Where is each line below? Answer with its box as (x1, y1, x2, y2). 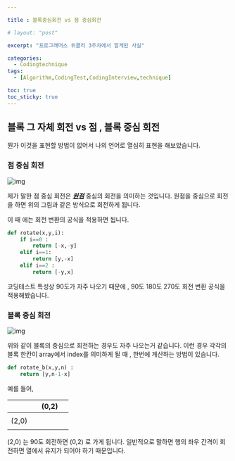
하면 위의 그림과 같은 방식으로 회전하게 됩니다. (14, 200, 141, 208)
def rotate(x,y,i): (7, 229, 65, 236)
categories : (7, 54, 42, 62)
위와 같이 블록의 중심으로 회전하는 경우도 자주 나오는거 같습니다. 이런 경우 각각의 (7, 341, 227, 350)
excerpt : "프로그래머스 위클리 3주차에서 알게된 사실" (7, 42, 145, 49)
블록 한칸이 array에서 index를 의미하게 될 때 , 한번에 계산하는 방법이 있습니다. (7, 350, 220, 359)
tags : (7, 68, 23, 75)
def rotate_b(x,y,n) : (7, 364, 74, 372)
